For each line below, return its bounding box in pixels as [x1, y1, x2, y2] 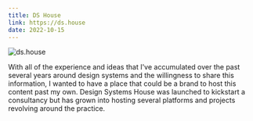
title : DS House [8, 11, 61, 20]
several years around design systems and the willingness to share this [8, 71, 235, 80]
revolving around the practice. [8, 104, 106, 113]
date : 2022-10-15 [8, 26, 65, 34]
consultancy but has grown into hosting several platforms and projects [8, 95, 236, 105]
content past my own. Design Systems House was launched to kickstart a [8, 87, 245, 97]
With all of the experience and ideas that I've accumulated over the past [8, 62, 240, 72]
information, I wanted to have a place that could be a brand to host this [8, 79, 237, 88]
